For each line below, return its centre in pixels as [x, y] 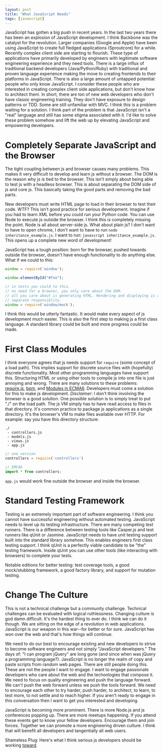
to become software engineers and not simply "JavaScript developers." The [81, 649]
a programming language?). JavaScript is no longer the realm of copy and [79, 659]
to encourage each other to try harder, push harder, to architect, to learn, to [80, 690]
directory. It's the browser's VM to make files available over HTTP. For [75, 414]
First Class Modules [46, 349]
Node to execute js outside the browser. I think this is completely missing [78, 220]
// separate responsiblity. [33, 300]
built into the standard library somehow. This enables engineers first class [79, 540]
